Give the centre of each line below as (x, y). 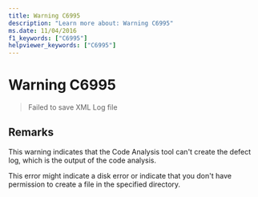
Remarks (31, 133)
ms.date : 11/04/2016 (43, 30)
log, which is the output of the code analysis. (83, 160)
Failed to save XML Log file (73, 107)
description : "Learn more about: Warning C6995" (91, 23)
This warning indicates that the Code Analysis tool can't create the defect (130, 151)
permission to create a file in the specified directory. (95, 184)
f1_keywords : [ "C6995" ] (48, 38)
